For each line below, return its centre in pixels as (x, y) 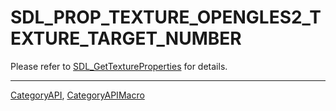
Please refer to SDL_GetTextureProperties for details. (119, 66)
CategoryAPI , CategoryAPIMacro (77, 95)
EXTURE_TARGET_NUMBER (126, 38)
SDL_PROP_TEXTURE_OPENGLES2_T (166, 17)
